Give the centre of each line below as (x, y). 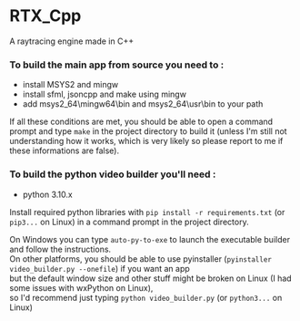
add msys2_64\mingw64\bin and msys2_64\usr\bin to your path (143, 104)
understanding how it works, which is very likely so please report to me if (146, 141)
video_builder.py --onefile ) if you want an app (100, 268)
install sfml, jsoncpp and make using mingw (104, 94)
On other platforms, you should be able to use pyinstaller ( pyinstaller (141, 259)
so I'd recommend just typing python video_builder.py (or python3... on (146, 297)
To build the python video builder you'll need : (113, 174)
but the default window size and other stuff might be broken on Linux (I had (151, 278)
